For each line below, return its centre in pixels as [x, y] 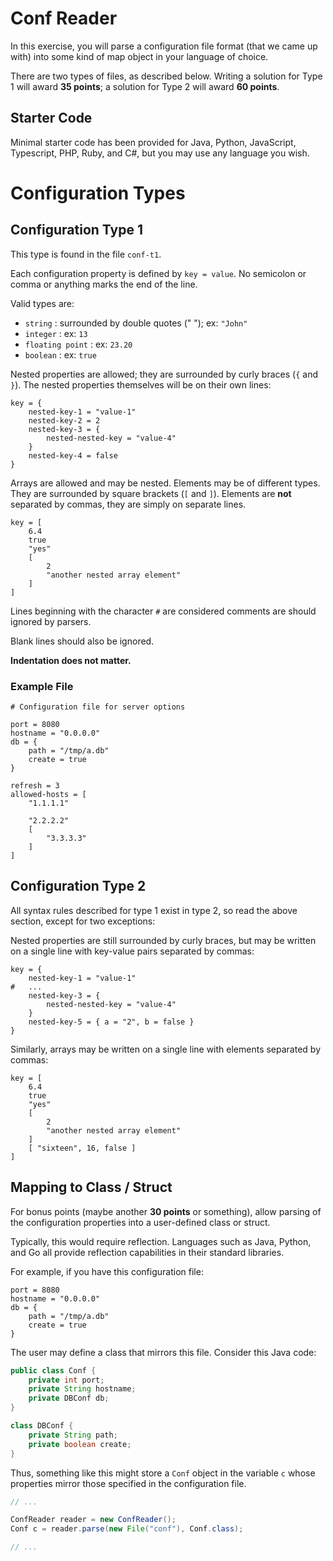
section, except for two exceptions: [83, 921]
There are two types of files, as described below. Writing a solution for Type [166, 76]
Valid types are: [42, 303]
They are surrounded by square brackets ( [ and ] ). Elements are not [151, 493]
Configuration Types [98, 193]
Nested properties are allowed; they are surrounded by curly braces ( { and [164, 374]
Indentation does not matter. [71, 660]
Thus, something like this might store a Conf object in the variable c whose [163, 1473]
